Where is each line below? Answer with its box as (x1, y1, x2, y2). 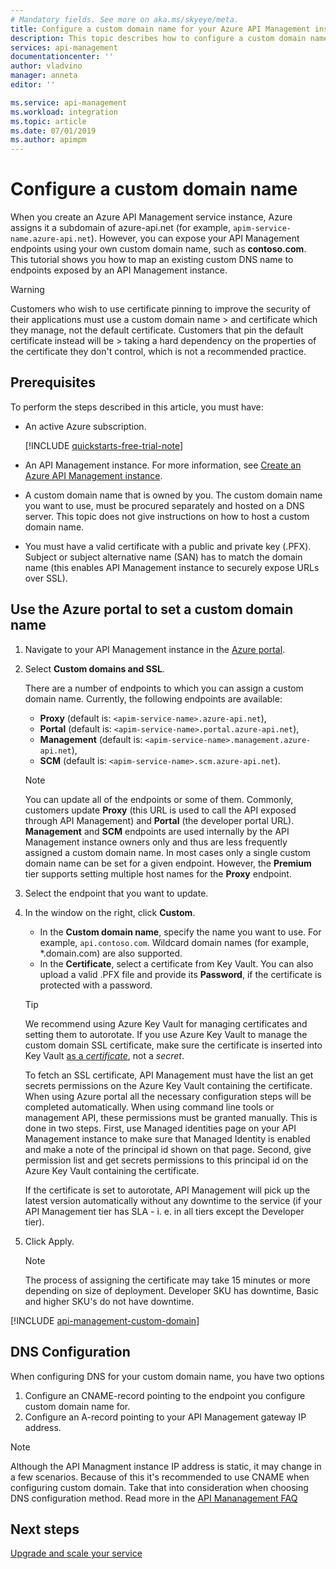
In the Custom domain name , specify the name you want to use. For (39, 926, 322, 938)
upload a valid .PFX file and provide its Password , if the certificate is (39, 968, 322, 980)
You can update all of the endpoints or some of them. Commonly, (24, 793, 294, 805)
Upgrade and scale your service (10, 1547, 143, 1560)
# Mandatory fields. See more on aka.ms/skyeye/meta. (10, 14, 240, 25)
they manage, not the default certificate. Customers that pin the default (10, 324, 304, 336)
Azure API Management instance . (24, 469, 163, 481)
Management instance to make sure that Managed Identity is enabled (24, 1132, 311, 1145)
